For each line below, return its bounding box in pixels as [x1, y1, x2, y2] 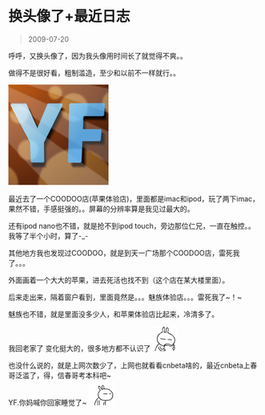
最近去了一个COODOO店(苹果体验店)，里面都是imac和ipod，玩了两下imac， [8, 193, 260, 203]
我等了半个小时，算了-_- [8, 230, 89, 241]
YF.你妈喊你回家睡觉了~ [8, 397, 87, 407]
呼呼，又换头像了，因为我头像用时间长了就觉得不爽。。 [8, 51, 187, 60]
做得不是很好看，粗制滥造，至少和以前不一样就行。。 [8, 67, 180, 77]
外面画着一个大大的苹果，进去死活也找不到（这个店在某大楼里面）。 [8, 275, 230, 285]
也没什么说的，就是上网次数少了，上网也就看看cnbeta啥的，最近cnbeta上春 [8, 360, 258, 370]
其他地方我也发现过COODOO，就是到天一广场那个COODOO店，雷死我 [8, 248, 240, 258]
